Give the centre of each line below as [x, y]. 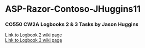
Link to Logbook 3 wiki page [34, 40]
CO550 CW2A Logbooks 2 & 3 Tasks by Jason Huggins [72, 24]
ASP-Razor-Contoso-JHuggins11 [73, 9]
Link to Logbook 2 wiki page [34, 35]
